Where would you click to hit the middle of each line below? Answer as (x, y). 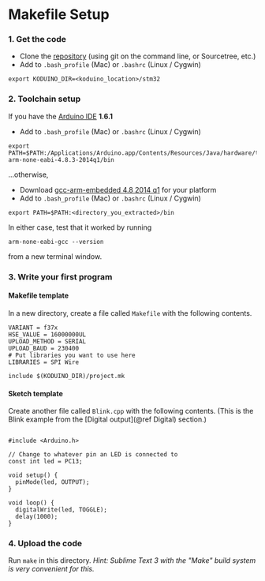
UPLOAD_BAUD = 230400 (44, 348)
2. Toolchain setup (45, 99)
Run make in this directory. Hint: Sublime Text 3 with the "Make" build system (132, 560)
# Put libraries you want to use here (72, 355)
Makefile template (39, 296)
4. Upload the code (45, 544)
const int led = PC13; (45, 462)
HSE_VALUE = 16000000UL (47, 334)
